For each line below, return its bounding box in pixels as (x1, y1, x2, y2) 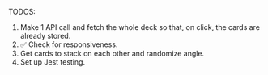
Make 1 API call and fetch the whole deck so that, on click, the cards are (19, 23, 261, 31)
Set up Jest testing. (19, 57, 86, 67)
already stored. (19, 31, 71, 40)
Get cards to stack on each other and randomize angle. (19, 48, 205, 58)
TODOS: (8, 7, 36, 16)
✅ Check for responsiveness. (19, 40, 118, 49)
